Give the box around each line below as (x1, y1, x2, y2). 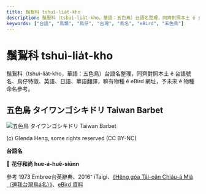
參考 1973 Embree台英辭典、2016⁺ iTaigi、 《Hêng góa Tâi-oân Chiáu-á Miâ (6, 173, 193, 181)
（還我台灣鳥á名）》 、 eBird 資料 (6, 181, 84, 188)
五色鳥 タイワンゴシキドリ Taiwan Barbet (6, 105, 164, 115)
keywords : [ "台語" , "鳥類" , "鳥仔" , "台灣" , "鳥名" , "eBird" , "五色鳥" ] (6, 20, 184, 26)
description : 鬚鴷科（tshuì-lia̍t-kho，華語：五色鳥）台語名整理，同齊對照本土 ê (6, 15, 196, 21)
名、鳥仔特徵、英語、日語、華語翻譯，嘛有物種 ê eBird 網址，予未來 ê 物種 (6, 78, 195, 85)
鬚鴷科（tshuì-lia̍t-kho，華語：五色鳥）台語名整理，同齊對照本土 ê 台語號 (6, 70, 191, 77)
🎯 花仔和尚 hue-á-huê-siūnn (6, 160, 80, 168)
